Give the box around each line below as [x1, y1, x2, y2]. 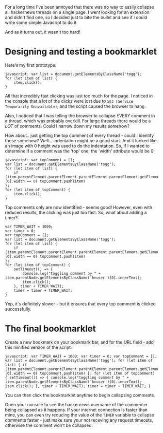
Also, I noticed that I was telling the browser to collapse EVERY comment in [5, 113, 155, 118]
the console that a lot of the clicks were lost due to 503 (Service [5, 98, 133, 104]
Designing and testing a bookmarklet [5, 46, 157, 57]
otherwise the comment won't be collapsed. [5, 422, 93, 428]
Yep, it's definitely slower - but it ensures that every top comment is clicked [5, 301, 156, 306]
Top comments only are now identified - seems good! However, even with [5, 204, 153, 210]
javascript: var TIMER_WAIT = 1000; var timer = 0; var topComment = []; [5, 354, 158, 358]
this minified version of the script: [5, 344, 72, 350]
